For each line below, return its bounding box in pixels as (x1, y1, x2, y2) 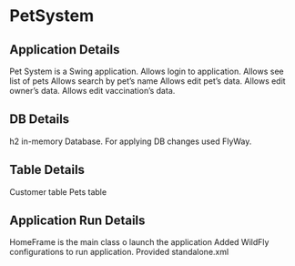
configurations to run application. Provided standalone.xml (9, 247, 229, 258)
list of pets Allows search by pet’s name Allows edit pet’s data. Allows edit (9, 76, 286, 87)
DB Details (9, 111, 70, 128)
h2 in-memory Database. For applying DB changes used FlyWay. (9, 136, 252, 147)
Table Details (9, 162, 85, 178)
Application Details (9, 42, 120, 57)
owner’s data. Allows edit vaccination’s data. (9, 86, 176, 96)
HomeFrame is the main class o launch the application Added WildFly (9, 237, 270, 248)
